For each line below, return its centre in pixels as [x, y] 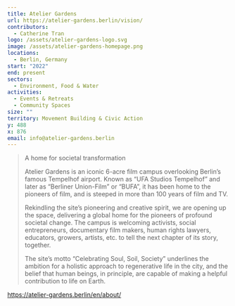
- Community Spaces [42, 106]
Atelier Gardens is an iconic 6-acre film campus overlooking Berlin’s [123, 172]
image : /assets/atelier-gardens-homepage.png [75, 46]
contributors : [28, 27]
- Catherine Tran [39, 33]
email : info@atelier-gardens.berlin [61, 138]
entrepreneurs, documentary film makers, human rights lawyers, [118, 230]
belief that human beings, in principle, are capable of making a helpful [126, 274]
